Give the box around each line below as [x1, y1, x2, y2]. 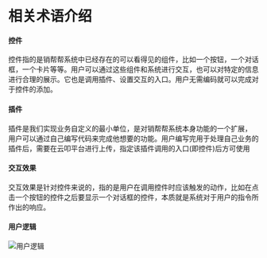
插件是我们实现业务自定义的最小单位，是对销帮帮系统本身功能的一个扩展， [8, 123, 252, 133]
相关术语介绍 [8, 7, 93, 25]
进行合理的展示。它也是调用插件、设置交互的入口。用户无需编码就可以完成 [8, 75, 252, 84]
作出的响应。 [8, 202, 50, 212]
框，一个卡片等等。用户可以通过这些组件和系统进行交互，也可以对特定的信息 [8, 64, 259, 74]
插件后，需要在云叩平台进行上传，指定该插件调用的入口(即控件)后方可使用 [8, 143, 250, 153]
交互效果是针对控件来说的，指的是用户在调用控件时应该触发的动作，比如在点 [8, 182, 259, 192]
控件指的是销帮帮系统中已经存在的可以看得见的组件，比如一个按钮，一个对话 [8, 55, 259, 64]
